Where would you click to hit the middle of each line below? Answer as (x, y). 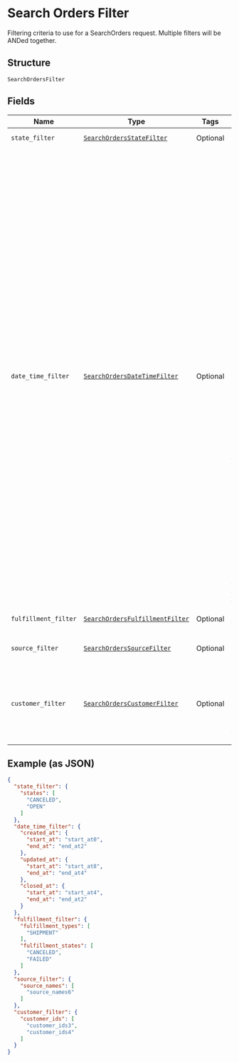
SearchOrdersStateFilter (126, 138)
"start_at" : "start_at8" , (64, 866)
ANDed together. (32, 40)
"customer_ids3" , (52, 1026)
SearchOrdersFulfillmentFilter (137, 618)
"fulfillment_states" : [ (57, 946)
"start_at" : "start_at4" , (64, 893)
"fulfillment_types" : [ (55, 926)
